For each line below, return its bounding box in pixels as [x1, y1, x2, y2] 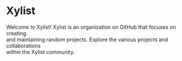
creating [6, 29, 27, 36]
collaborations [6, 42, 41, 49]
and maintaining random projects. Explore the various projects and [6, 36, 168, 43]
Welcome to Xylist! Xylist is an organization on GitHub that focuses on [6, 23, 176, 30]
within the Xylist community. [6, 48, 75, 55]
